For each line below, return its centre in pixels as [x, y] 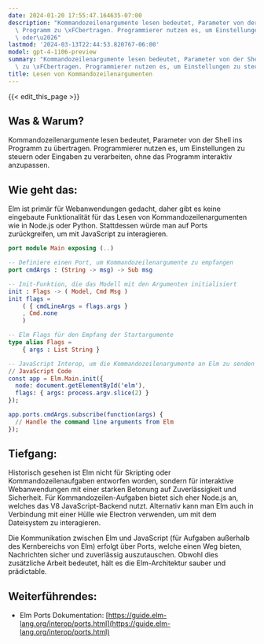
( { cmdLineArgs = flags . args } [75, 306]
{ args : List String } [61, 350]
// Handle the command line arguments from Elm [95, 422]
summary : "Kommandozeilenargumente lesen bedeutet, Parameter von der [126, 60]
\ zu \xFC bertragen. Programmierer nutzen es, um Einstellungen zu [128, 67]
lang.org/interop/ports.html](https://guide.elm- [95, 624]
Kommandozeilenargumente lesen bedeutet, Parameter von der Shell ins [125, 140]
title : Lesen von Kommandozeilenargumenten [81, 74]
